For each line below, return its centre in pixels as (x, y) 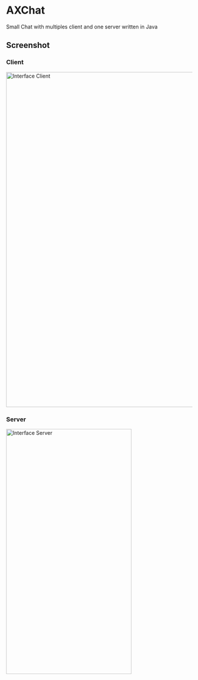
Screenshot (28, 45)
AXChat (26, 10)
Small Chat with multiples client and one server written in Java (82, 27)
